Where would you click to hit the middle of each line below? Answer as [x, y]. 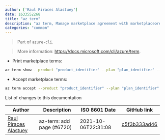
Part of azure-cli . [35, 42]
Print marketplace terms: [37, 61]
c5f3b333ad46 [139, 124]
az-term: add [55, 121]
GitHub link [139, 110]
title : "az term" [23, 19]
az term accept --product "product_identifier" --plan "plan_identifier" [82, 88]
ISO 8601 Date [98, 110]
